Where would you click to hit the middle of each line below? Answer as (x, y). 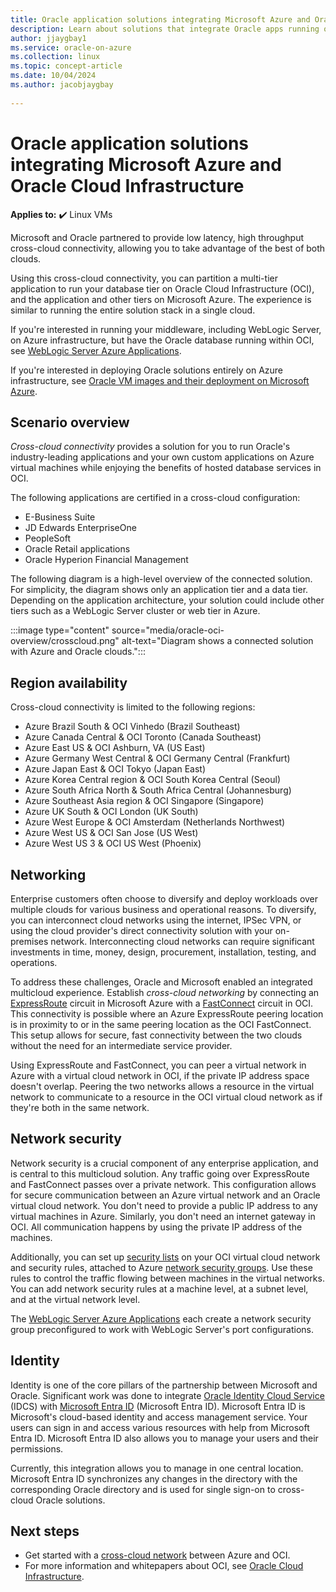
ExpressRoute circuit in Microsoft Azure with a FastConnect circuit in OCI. (162, 1003)
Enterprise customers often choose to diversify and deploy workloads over (164, 899)
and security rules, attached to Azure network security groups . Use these (161, 1267)
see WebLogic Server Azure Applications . (96, 350)
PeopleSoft (48, 538)
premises (29, 941)
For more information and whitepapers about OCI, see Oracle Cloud (164, 1566)
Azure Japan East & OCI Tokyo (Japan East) (115, 769)
